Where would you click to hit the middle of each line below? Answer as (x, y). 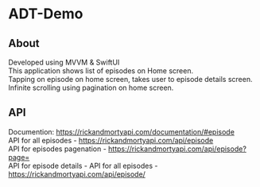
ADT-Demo (46, 14)
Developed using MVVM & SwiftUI (64, 62)
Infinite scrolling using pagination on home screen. (91, 88)
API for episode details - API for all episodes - (83, 166)
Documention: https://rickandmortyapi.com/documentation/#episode (121, 131)
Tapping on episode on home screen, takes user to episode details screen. (130, 79)
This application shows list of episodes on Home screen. (101, 71)
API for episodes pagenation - (58, 149)
